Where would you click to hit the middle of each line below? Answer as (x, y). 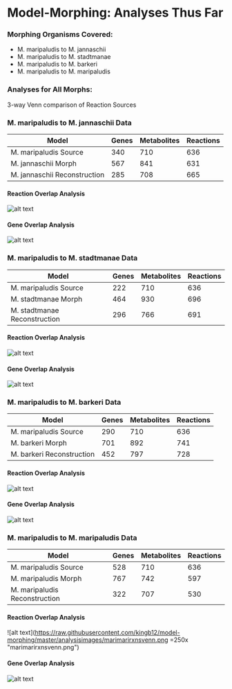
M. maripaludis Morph (46, 579)
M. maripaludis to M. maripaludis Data (72, 537)
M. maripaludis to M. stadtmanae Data (72, 258)
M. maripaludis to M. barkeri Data (64, 402)
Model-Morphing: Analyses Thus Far (115, 13)
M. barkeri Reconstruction (53, 454)
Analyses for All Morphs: (50, 89)
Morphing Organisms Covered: (60, 35)
